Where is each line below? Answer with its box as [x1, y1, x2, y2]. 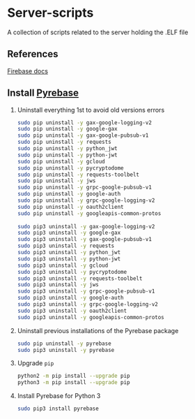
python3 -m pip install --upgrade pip [17, 379, 130, 386]
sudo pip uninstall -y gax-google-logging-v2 [17, 119, 152, 126]
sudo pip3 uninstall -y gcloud [17, 262, 109, 269]
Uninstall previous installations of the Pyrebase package [17, 326, 179, 335]
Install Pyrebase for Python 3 [17, 392, 101, 400]
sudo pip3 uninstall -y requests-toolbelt [17, 274, 143, 282]
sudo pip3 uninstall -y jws [17, 281, 99, 288]
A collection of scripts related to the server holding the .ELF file [7, 28, 189, 36]
